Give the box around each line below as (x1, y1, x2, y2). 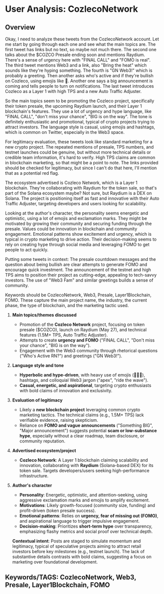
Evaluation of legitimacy (12, 397, 63, 403)
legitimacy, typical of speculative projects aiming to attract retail (12, 543, 141, 549)
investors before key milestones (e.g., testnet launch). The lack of (12, 549, 145, 554)
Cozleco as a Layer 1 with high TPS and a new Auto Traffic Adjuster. (5, 89, 142, 94)
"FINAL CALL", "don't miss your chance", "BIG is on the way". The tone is (5, 114, 152, 119)
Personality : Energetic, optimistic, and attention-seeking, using (19, 492, 148, 498)
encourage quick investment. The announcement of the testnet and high (5, 267, 151, 273)
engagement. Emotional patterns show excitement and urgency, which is (5, 231, 152, 237)
